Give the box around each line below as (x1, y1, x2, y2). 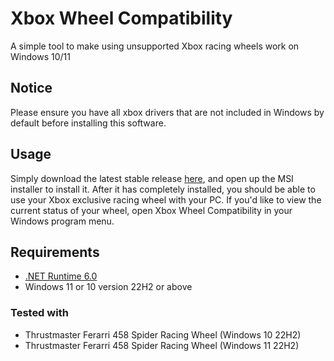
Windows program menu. (10, 215, 115, 227)
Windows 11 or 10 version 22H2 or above (24, 281, 193, 293)
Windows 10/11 (10, 50, 71, 62)
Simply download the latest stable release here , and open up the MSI (10, 172, 294, 184)
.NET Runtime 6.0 (24, 270, 98, 282)
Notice (10, 80, 53, 97)
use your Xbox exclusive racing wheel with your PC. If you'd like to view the (10, 193, 322, 206)
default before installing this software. (10, 117, 167, 129)
